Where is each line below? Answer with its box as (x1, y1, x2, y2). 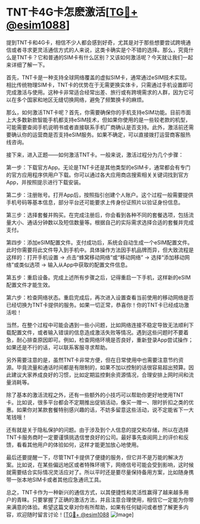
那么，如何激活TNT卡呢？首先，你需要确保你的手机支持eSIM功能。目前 (6, 108, 181, 116)
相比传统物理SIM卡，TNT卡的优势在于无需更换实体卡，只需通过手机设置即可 (6, 81, 193, 88)
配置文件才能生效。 (6, 281, 54, 288)
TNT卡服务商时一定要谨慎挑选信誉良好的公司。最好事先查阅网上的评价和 (6, 434, 184, 441)
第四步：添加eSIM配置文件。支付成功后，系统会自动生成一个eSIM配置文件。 (6, 239, 193, 246)
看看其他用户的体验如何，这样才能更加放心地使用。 (16, 441, 142, 448)
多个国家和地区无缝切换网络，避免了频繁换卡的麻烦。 (16, 96, 147, 103)
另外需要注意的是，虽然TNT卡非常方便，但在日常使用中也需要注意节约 (6, 356, 179, 363)
